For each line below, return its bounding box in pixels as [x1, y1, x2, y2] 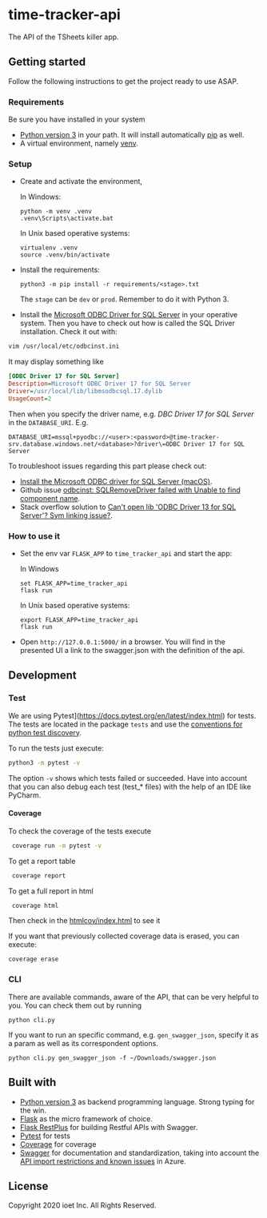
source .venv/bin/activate [19, 251, 110, 259]
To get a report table [8, 856, 76, 866]
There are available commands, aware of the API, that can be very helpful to [8, 992, 259, 1001]
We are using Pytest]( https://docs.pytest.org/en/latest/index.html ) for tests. [8, 710, 257, 720]
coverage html [11, 902, 59, 910]
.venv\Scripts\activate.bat [19, 214, 114, 223]
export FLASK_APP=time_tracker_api [19, 616, 139, 624]
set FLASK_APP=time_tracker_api [19, 579, 128, 588]
